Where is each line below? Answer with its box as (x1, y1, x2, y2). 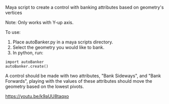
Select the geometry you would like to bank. (12, 44, 105, 50)
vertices (5, 10, 22, 16)
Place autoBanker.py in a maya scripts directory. (12, 39, 113, 45)
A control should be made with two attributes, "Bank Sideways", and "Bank (5, 73, 161, 79)
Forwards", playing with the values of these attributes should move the (5, 78, 153, 84)
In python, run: (12, 50, 44, 56)
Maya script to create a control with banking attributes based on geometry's (5, 5, 164, 10)
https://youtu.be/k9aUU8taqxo (5, 93, 69, 99)
